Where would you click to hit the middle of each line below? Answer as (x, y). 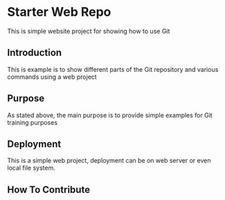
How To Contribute (49, 189)
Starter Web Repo (59, 12)
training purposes (32, 122)
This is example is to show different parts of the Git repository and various (113, 69)
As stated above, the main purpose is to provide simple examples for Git (110, 115)
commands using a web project (52, 77)
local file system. (31, 168)
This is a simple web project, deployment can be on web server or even (109, 161)
